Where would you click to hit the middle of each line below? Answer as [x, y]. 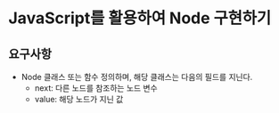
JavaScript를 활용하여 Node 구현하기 [140, 18]
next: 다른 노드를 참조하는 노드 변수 [96, 88]
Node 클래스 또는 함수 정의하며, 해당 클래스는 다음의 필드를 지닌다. [137, 77]
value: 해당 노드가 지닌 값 [79, 99]
